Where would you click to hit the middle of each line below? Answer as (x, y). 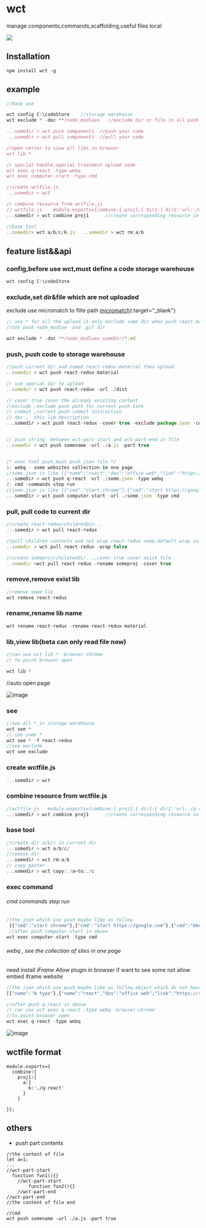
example (23, 90)
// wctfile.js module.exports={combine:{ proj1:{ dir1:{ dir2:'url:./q (104, 210)
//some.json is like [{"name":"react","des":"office (75, 473)
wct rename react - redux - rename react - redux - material (77, 626)
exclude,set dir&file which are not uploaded (73, 297)
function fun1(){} (36, 1175)
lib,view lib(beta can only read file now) (67, 642)
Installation (28, 57)
